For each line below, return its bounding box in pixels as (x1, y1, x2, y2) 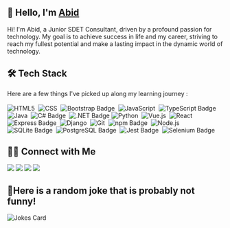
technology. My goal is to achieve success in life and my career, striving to (7, 32, 218, 41)
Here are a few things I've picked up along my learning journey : (7, 89, 188, 98)
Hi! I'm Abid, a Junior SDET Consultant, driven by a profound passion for (7, 25, 212, 33)
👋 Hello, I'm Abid (7, 7, 80, 19)
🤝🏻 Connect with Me (7, 146, 96, 158)
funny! (7, 195, 36, 207)
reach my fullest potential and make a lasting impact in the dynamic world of (7, 39, 223, 48)
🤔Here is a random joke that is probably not (7, 185, 195, 196)
